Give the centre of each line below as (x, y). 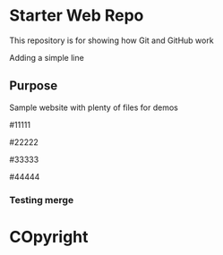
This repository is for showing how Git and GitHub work (111, 40)
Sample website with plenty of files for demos (94, 107)
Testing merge (42, 200)
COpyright (49, 237)
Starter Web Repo (77, 16)
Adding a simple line (47, 57)
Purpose (34, 86)
